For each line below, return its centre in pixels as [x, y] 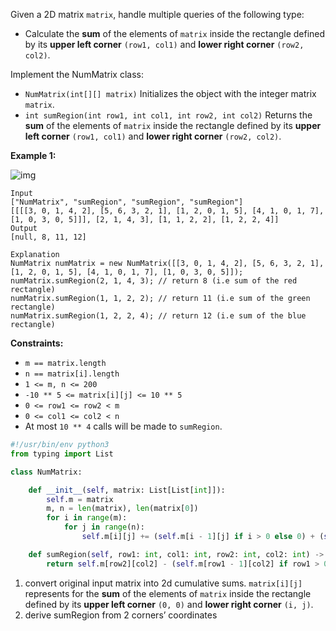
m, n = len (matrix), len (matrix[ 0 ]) [122, 509]
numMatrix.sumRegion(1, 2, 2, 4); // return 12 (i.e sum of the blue [158, 316]
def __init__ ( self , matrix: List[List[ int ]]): [127, 490]
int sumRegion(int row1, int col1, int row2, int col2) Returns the [168, 115]
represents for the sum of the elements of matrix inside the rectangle [168, 593]
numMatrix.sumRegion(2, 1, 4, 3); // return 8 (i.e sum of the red [154, 281]
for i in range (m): [87, 518]
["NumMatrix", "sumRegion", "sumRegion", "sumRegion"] [127, 202]
